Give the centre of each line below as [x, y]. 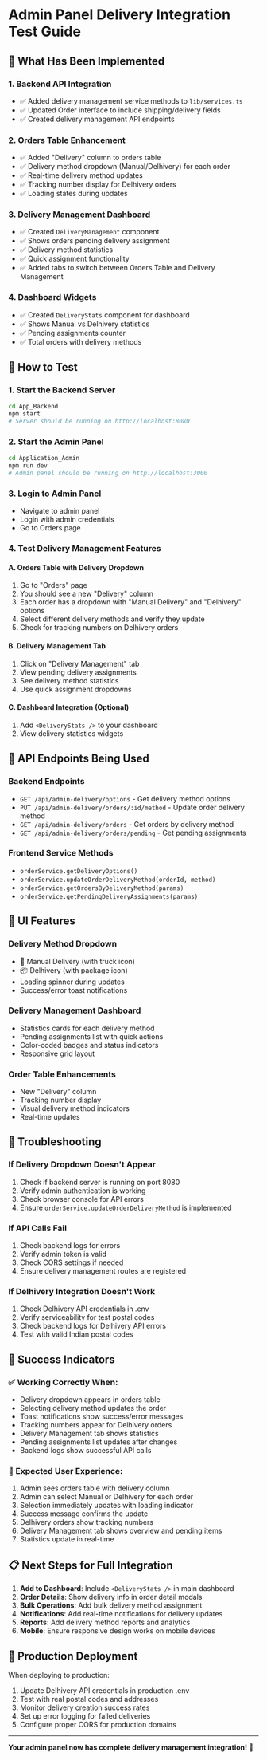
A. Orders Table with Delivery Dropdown [76, 567]
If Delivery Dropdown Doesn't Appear [82, 1164]
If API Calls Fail [38, 1228]
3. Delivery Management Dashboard [79, 215]
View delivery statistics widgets [72, 733]
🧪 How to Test [43, 367]
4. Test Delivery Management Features [85, 549]
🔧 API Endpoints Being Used [79, 759]
